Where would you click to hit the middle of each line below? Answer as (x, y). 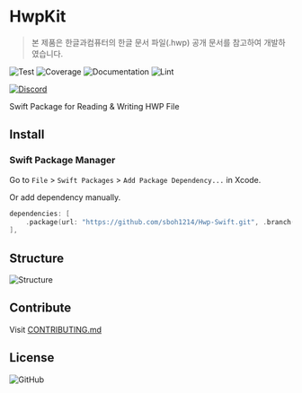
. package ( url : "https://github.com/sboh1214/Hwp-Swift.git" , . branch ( (160, 222)
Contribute (40, 308)
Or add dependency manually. (65, 197)
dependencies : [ (40, 214)
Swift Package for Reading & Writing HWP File (94, 106)
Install (27, 135)
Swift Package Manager (62, 161)
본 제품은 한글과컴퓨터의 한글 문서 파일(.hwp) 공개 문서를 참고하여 (147, 42)
